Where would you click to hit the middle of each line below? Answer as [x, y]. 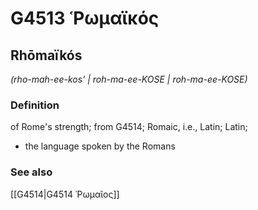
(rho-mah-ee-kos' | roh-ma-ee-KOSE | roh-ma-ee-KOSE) [129, 79]
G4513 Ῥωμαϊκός [85, 18]
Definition [35, 105]
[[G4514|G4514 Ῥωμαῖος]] [65, 194]
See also [31, 172]
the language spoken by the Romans [100, 146]
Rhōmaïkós [46, 55]
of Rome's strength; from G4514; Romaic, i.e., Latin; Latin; [129, 127]
